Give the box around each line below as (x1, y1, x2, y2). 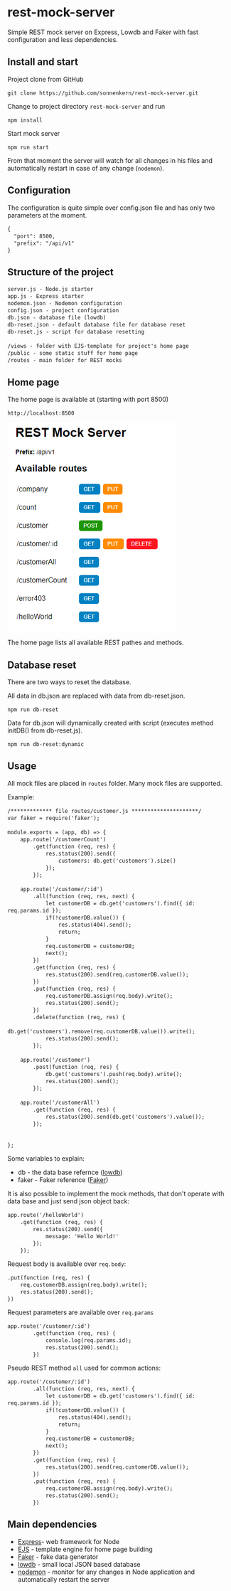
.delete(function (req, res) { (33, 1013, 126, 1021)
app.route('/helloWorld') (7, 1211, 84, 1218)
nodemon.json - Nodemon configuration (7, 300, 122, 307)
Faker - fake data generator (17, 1552, 99, 1561)
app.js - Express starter (7, 293, 84, 300)
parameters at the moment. (7, 211, 87, 219)
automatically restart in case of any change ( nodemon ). (7, 164, 165, 172)
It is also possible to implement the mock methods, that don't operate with (7, 1189, 225, 1198)
